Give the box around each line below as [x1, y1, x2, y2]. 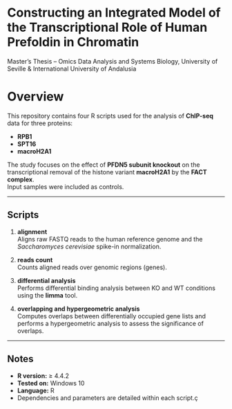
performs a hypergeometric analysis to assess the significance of [17, 319, 204, 327]
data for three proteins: [7, 119, 73, 127]
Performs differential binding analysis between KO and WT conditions [17, 284, 216, 292]
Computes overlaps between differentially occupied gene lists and [17, 311, 206, 320]
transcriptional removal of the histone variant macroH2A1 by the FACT [7, 167, 207, 176]
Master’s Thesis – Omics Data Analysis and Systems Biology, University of [7, 57, 218, 65]
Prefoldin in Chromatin [7, 35, 139, 50]
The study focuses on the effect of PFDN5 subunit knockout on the [7, 161, 200, 169]
